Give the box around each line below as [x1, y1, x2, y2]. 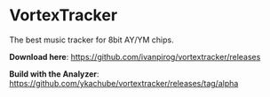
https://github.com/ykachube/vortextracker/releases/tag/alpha [9, 78, 239, 88]
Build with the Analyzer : [9, 68, 99, 79]
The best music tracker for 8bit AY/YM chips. [9, 34, 175, 45]
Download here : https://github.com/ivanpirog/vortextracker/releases [9, 51, 261, 62]
